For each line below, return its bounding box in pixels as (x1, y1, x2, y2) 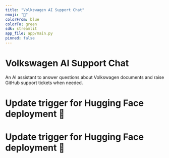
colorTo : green (5, 21, 37, 27)
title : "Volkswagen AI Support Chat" (5, 7, 85, 13)
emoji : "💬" (5, 12, 28, 17)
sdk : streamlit (5, 26, 37, 31)
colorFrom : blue (5, 17, 39, 22)
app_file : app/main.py (5, 31, 53, 36)
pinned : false (5, 36, 35, 41)
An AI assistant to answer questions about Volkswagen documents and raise (5, 74, 164, 80)
